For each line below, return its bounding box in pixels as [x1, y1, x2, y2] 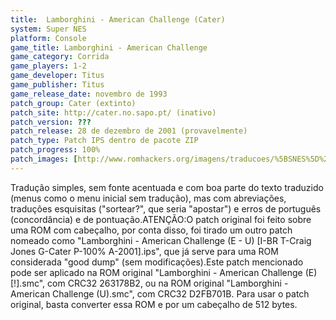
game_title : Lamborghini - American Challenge [10, 42, 208, 53]
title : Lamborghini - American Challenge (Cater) [10, 14, 226, 25]
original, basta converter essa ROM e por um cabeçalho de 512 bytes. [10, 298, 298, 310]
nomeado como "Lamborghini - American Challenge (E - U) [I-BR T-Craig [10, 234, 312, 246]
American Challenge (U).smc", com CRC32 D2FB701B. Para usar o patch [10, 287, 310, 300]
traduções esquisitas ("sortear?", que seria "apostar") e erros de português [10, 202, 322, 215]
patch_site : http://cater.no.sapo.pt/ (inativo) [10, 107, 217, 118]
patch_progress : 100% [10, 145, 101, 155]
